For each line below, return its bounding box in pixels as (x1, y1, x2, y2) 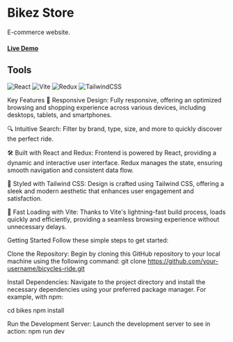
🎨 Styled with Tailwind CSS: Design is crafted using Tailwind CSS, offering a (7, 180, 225, 188)
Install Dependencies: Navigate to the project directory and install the (7, 278, 206, 286)
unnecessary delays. (7, 223, 67, 231)
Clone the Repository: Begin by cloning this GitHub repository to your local (7, 249, 220, 258)
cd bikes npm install (7, 306, 65, 315)
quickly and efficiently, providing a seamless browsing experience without (7, 215, 220, 224)
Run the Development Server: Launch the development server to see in (7, 320, 211, 328)
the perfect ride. (7, 134, 54, 143)
